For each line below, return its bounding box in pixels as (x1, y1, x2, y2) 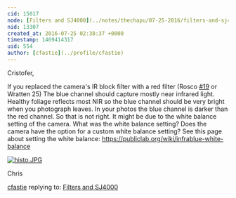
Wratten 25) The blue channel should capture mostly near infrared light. (7, 89, 215, 98)
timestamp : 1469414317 (7, 37, 74, 44)
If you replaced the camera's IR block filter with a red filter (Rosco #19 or (7, 82, 218, 91)
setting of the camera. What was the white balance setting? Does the (7, 119, 207, 128)
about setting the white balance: (7, 134, 100, 143)
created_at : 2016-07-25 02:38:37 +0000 (7, 29, 124, 37)
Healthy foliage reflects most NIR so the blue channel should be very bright (7, 97, 225, 105)
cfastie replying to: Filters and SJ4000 (7, 183, 119, 191)
